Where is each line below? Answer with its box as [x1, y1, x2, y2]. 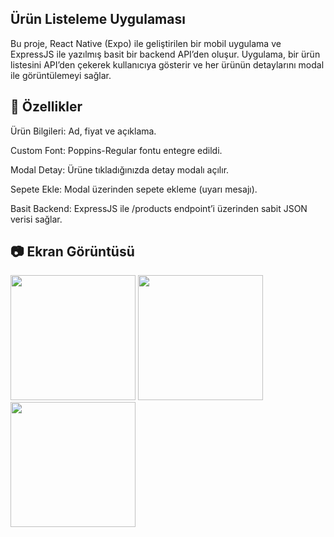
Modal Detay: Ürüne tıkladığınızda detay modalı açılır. [10, 163, 230, 176]
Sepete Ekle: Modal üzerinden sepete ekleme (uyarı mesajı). [10, 183, 258, 195]
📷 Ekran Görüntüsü [10, 243, 135, 261]
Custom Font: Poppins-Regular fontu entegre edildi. [10, 144, 223, 156]
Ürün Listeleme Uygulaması [10, 11, 186, 28]
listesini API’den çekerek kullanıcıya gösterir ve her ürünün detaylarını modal [10, 58, 325, 71]
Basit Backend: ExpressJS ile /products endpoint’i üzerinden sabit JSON [10, 202, 308, 214]
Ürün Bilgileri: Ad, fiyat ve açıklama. [10, 125, 157, 137]
